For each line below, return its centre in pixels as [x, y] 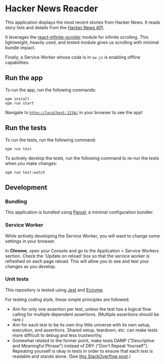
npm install [17, 99]
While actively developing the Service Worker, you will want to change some [82, 236]
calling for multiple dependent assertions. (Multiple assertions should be [85, 314]
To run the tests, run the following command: [50, 140]
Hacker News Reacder [52, 9]
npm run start [20, 103]
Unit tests [17, 279]
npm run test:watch [25, 172]
